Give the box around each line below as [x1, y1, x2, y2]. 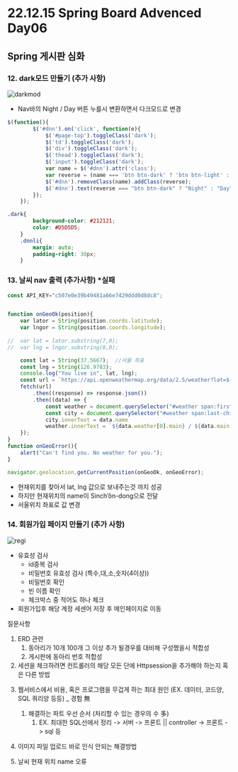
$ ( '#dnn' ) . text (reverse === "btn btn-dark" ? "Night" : [45, 185, 214, 192]
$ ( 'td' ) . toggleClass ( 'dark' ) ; [45, 139, 135, 146]
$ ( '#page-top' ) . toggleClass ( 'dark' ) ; [45, 132, 157, 139]
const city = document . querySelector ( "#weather [45, 409, 189, 417]
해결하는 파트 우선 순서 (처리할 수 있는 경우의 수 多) [28, 709, 169, 717]
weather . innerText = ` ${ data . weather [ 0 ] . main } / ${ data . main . [45, 423, 233, 430]
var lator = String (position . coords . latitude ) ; [20, 318, 163, 325]
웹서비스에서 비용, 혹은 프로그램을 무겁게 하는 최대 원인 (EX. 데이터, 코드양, [17, 685, 225, 694]
